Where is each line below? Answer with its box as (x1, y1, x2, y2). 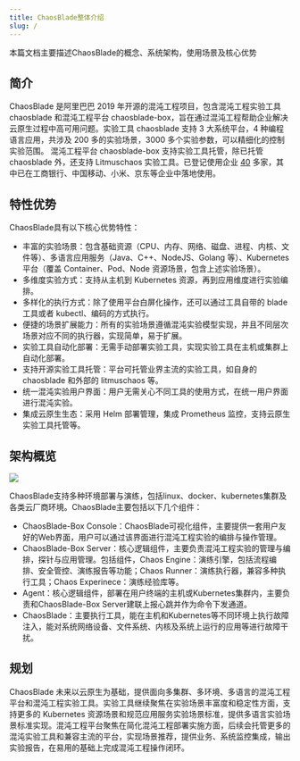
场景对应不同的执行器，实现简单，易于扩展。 (21, 330, 187, 341)
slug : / (9, 21, 38, 30)
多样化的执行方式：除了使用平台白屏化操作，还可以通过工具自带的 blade (21, 297, 288, 308)
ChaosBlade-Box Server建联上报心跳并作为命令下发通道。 (37, 598, 253, 609)
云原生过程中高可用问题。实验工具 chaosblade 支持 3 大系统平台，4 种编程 (9, 123, 284, 134)
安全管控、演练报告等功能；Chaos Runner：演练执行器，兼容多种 (37, 564, 279, 576)
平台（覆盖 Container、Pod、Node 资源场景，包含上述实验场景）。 (21, 263, 266, 274)
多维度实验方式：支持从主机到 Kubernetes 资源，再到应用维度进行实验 (21, 274, 281, 286)
